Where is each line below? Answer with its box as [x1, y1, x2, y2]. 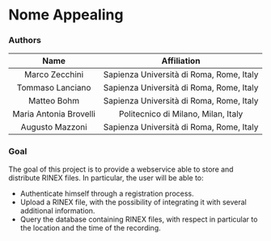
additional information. [19, 205, 95, 215]
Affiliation [161, 55, 201, 66]
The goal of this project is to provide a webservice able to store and [8, 164, 234, 174]
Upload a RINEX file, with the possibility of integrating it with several [19, 197, 247, 207]
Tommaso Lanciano [16, 82, 91, 94]
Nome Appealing [8, 6, 124, 24]
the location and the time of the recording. [19, 222, 162, 232]
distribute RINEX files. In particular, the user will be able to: [8, 172, 204, 183]
